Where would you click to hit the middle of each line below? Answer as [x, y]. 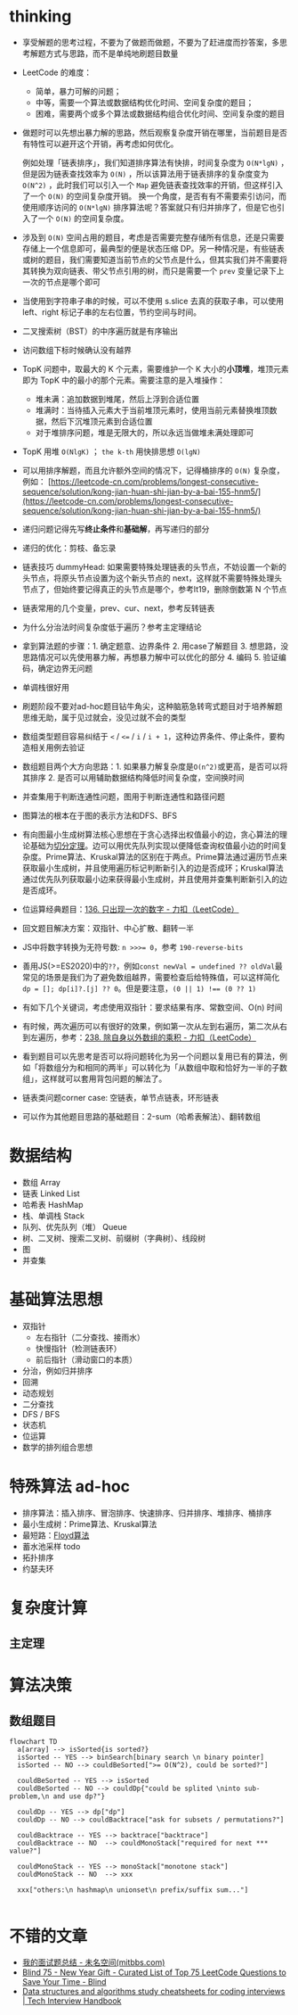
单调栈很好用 [45, 687]
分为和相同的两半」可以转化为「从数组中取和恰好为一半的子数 [174, 1067]
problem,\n [29, 1796]
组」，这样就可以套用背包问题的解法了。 [94, 1078]
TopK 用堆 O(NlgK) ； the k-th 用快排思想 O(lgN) [112, 451]
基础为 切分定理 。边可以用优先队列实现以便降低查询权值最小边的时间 [155, 846]
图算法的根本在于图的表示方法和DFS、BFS [100, 815]
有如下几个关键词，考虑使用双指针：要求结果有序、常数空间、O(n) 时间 [152, 1007]
